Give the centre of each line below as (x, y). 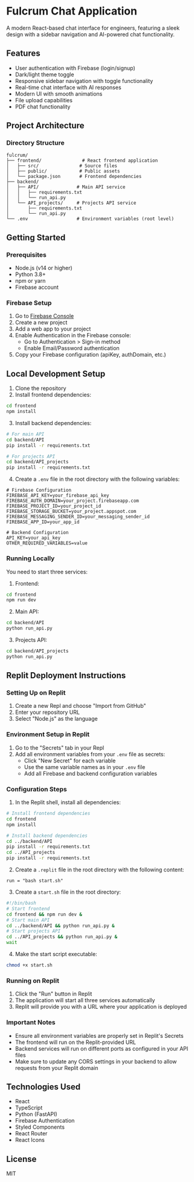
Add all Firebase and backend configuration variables (90, 773)
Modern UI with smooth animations (59, 94)
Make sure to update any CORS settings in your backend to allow (96, 1061)
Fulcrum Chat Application (72, 11)
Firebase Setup (29, 303)
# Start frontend (28, 909)
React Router (31, 1134)
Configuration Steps (37, 789)
